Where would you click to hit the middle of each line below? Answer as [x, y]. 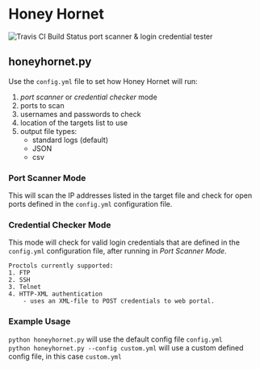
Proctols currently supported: [61, 266]
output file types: [48, 131]
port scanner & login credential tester [151, 36]
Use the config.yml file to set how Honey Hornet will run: [103, 81]
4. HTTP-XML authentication [56, 294]
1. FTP [19, 273]
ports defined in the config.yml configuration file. [90, 204]
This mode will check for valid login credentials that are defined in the [124, 242]
